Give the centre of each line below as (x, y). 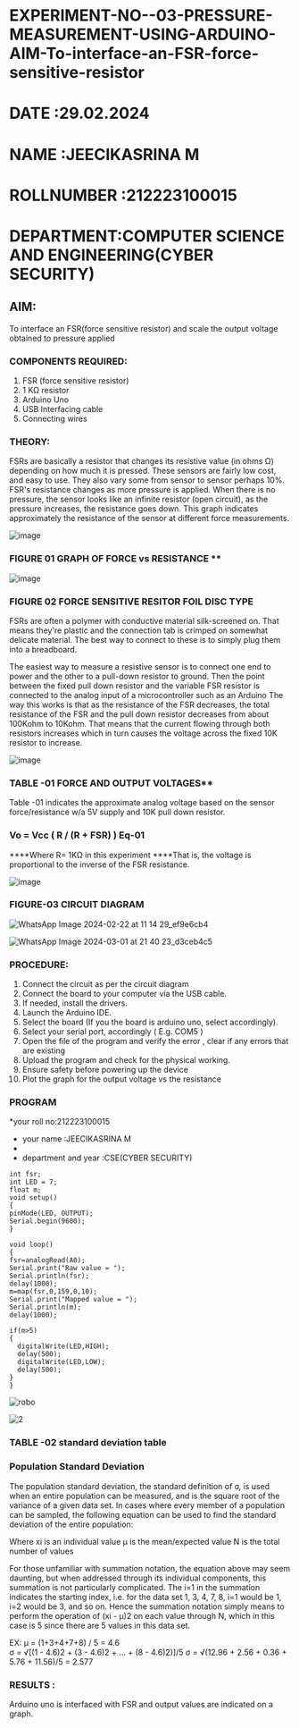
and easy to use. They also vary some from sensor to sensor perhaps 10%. (147, 480)
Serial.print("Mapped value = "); (74, 1300)
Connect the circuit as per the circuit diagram (105, 984)
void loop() (31, 1245)
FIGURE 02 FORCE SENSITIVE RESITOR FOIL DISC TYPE (132, 602)
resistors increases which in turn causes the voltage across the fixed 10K (144, 733)
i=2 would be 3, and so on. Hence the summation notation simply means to (147, 1606)
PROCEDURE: (39, 965)
